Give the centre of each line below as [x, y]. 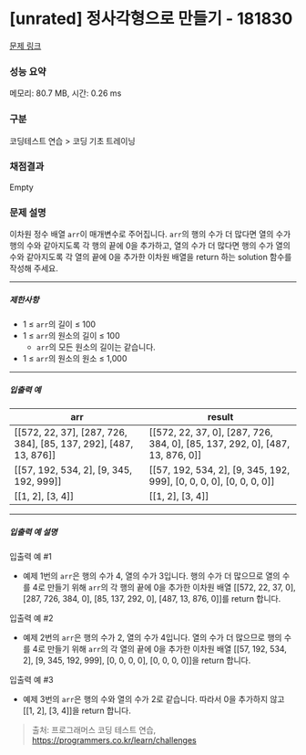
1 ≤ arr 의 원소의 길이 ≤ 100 [71, 336]
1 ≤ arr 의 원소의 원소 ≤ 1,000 [75, 359]
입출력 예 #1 [31, 557]
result [221, 417]
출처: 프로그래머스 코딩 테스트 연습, [94, 730]
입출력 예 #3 [31, 680]
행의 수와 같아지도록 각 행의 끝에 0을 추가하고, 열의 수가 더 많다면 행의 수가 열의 [150, 246]
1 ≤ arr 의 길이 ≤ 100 [59, 324]
